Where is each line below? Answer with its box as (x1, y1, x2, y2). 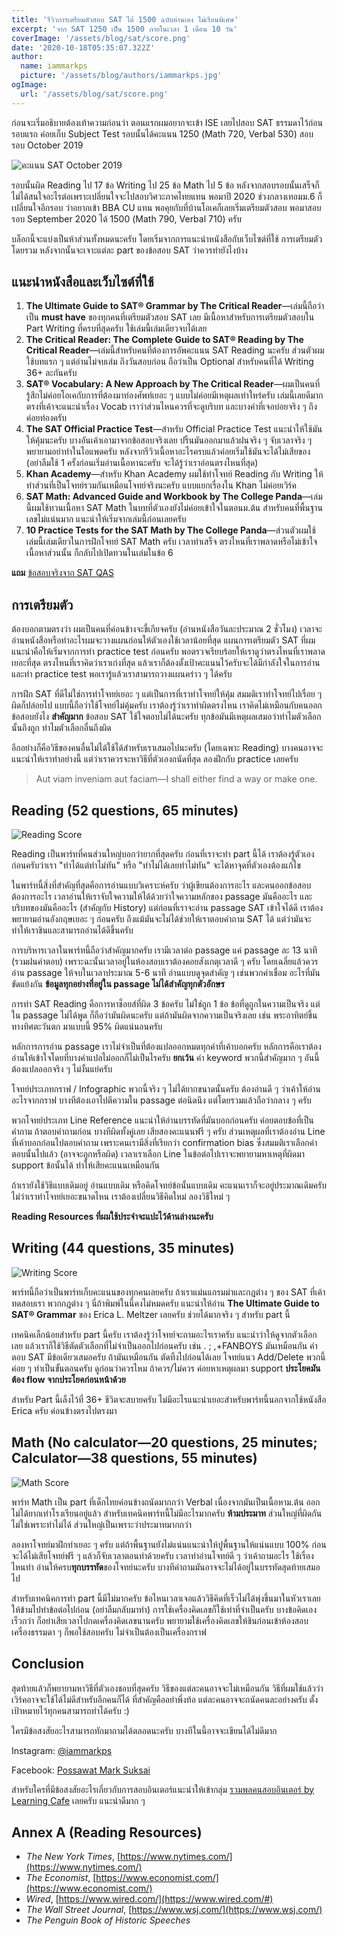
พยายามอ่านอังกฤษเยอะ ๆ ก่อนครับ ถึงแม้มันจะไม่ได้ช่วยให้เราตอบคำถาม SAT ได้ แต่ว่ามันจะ (11, 913, 312, 925)
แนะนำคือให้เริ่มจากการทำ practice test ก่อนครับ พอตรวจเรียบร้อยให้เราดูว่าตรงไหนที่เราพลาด (11, 646, 326, 658)
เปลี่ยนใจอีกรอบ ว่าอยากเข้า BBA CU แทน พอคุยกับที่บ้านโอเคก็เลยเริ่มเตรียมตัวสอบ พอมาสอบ (11, 201, 322, 213)
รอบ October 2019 (11, 139, 84, 151)
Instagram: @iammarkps (11, 1744, 113, 1756)
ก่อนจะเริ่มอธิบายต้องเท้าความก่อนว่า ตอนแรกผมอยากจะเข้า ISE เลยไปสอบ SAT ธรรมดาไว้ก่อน (11, 116, 323, 128)
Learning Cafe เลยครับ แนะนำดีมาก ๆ (11, 1794, 146, 1806)
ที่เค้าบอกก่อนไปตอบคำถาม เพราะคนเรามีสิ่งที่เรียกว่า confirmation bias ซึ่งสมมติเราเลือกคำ (11, 1137, 318, 1149)
